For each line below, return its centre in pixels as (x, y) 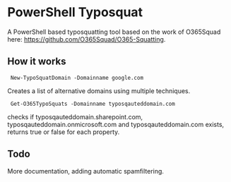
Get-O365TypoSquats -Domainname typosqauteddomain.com (93, 104)
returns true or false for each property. (64, 132)
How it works (37, 62)
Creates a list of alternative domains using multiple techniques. (99, 91)
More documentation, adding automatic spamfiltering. (86, 171)
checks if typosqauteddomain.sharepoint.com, (75, 116)
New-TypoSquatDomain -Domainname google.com (77, 78)
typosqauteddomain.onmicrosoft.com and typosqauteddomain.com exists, (116, 124)
